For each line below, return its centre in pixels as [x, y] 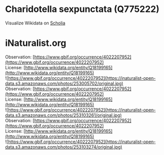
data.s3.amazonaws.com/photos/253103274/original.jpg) [64, 147]
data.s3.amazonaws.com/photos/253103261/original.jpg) [63, 115]
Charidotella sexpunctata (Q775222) [82, 9]
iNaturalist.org [36, 43]
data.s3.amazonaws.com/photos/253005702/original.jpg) [64, 83]
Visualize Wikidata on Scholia [35, 23]
